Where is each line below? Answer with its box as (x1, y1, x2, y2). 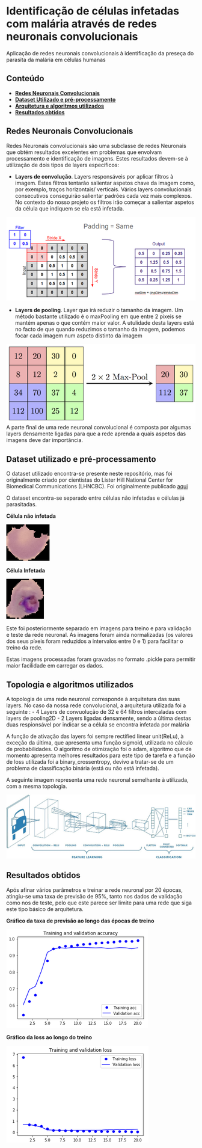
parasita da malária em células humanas (6, 56, 106, 63)
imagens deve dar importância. (6, 437, 83, 444)
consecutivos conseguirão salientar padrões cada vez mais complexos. (14, 192, 192, 199)
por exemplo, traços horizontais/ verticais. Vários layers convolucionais (14, 185, 192, 193)
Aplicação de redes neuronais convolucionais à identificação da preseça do (6, 49, 194, 57)
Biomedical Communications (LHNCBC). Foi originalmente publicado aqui (6, 483, 188, 490)
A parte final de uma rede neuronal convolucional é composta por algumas (6, 424, 191, 431)
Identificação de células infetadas (6, 4, 180, 18)
